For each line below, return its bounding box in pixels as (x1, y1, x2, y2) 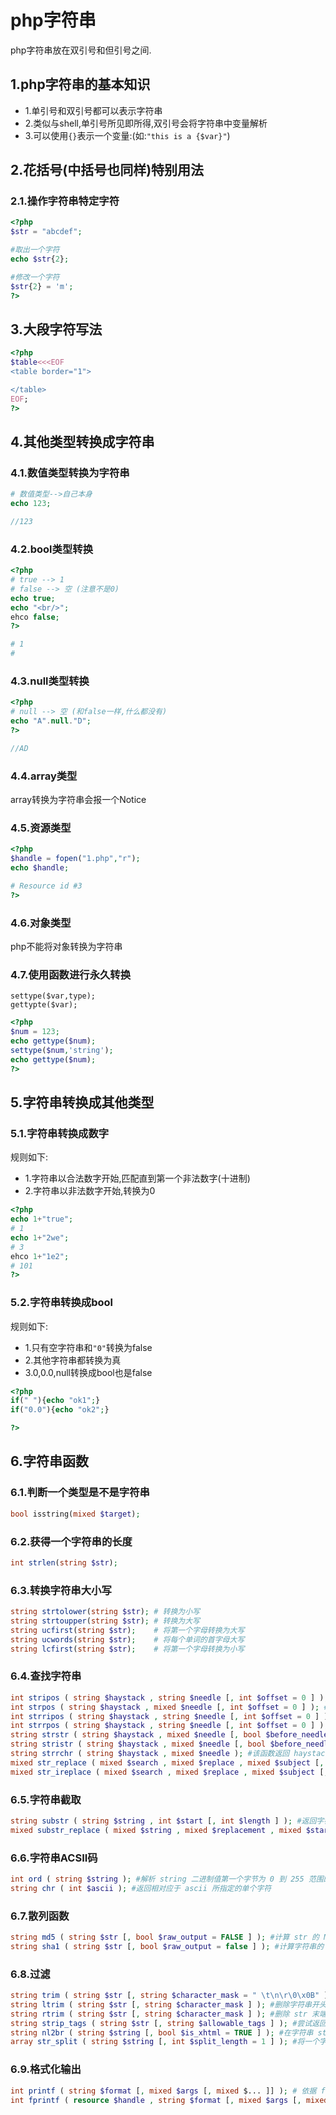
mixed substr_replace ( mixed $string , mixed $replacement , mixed (10, 1825, 302, 1835)
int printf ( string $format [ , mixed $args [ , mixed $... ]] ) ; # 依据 (10, 2086, 317, 2096)
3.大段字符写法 (10, 321, 103, 338)
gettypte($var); (10, 1000, 78, 1010)
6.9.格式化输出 (10, 2062, 82, 2076)
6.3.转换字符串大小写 (10, 1583, 112, 1597)
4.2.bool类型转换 (10, 542, 93, 556)
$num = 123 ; (10, 1027, 60, 1037)
